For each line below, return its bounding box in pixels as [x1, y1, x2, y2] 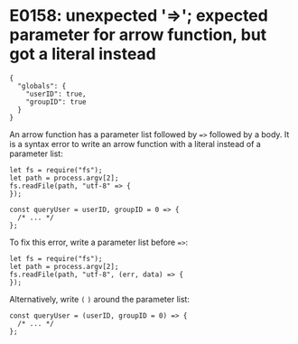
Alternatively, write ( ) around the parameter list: [9, 293, 190, 304]
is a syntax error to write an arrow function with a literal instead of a [9, 138, 262, 149]
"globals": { [17, 81, 67, 90]
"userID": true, [25, 89, 88, 98]
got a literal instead [9, 44, 156, 64]
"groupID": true [25, 97, 88, 107]
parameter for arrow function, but [9, 24, 267, 45]
